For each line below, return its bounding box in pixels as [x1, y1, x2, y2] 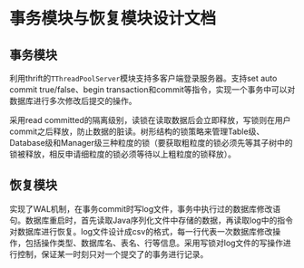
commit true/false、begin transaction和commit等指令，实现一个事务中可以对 [9, 84, 296, 95]
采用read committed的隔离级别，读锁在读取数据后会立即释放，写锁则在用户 [9, 115, 291, 125]
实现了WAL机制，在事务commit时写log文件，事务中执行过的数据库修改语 [9, 203, 281, 214]
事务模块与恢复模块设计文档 [9, 8, 217, 29]
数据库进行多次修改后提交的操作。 [9, 96, 137, 106]
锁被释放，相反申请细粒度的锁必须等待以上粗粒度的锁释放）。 [9, 148, 236, 159]
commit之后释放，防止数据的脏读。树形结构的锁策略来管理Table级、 [9, 126, 265, 137]
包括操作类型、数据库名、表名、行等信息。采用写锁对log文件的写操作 [25, 237, 284, 248]
